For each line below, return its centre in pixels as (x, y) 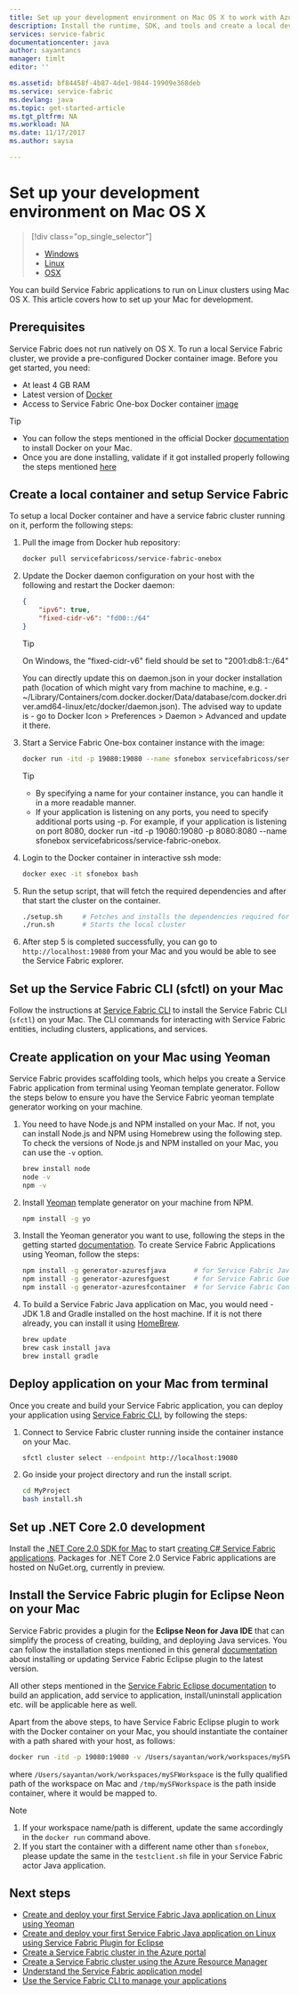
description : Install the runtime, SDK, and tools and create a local (143, 26)
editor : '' (29, 68)
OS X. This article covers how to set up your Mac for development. (131, 299)
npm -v (34, 1185)
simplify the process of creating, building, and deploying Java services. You (148, 1640)
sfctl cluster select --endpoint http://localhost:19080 (130, 1458)
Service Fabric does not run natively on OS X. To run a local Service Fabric (146, 349)
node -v (36, 1177)
